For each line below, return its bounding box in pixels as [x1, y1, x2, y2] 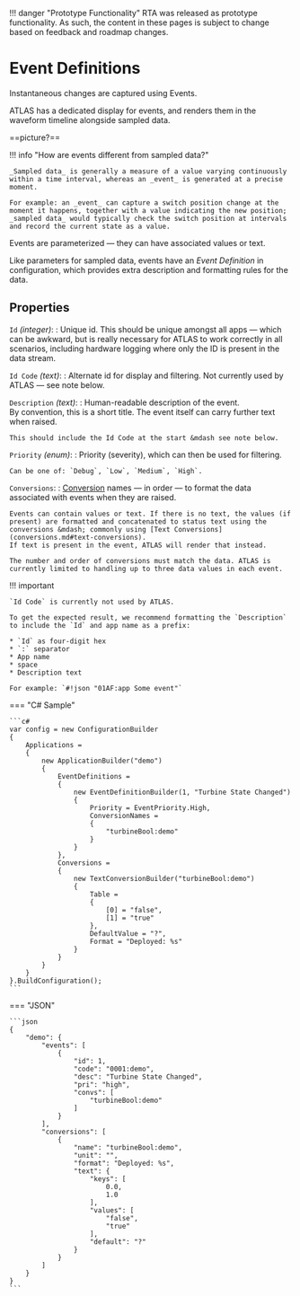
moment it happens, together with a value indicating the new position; [9, 206, 287, 215]
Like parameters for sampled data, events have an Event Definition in [9, 255, 264, 266]
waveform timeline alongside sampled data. [9, 114, 171, 125]
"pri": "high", [73, 1080, 130, 1089]
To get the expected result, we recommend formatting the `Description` [9, 613, 287, 622]
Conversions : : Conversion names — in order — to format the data [9, 482, 251, 493]
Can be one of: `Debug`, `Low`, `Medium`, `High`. [9, 466, 203, 475]
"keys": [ [89, 1174, 127, 1184]
